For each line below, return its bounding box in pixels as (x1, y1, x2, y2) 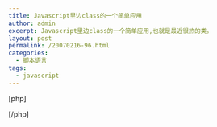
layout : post (8, 34, 52, 43)
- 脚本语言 (15, 57, 48, 65)
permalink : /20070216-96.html (8, 42, 111, 50)
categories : (8, 49, 48, 57)
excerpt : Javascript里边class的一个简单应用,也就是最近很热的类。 (8, 27, 213, 35)
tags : (8, 64, 27, 72)
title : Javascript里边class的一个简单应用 (8, 11, 143, 20)
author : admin (8, 19, 56, 27)
